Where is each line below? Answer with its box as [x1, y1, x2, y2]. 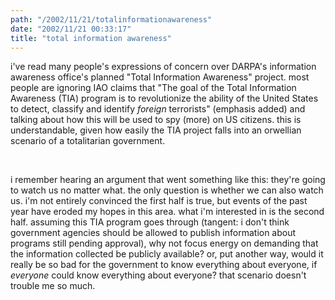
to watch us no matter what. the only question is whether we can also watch [10, 184, 324, 196]
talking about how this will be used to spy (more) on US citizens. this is [10, 114, 302, 126]
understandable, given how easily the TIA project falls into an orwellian [10, 124, 302, 136]
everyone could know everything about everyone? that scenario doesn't [10, 269, 307, 281]
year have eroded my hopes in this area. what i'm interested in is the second [10, 206, 325, 218]
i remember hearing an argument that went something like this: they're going [10, 174, 326, 186]
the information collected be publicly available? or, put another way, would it [10, 248, 324, 260]
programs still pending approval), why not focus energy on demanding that [10, 237, 319, 250]
